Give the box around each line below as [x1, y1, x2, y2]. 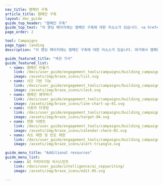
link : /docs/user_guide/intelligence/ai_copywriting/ [14, 164, 125, 169]
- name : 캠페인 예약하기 [9, 92, 52, 97]
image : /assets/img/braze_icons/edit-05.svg [14, 168, 105, 173]
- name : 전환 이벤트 [9, 119, 46, 124]
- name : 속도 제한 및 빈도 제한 [9, 133, 65, 138]
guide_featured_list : [5, 61, 49, 65]
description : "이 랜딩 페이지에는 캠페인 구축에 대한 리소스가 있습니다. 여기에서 [5, 47, 148, 52]
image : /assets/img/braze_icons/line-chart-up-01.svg [14, 101, 125, 106]
